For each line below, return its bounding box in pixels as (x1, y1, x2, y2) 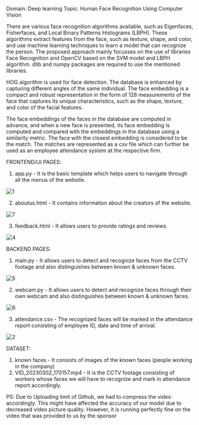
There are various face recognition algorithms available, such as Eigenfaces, (6, 23, 194, 30)
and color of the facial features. (6, 104, 83, 111)
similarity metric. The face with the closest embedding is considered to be (6, 134, 188, 141)
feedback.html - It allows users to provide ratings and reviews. (14, 222, 168, 229)
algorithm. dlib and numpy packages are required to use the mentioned (6, 61, 180, 68)
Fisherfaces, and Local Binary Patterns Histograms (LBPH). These (6, 29, 168, 36)
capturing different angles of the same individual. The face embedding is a (6, 85, 189, 92)
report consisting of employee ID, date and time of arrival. (14, 322, 156, 329)
